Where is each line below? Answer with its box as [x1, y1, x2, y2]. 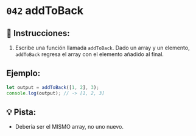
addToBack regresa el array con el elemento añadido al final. [15, 51, 164, 58]
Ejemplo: [6, 68, 41, 79]
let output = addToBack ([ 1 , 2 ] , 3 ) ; [6, 84, 99, 90]
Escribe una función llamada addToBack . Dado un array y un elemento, [15, 44, 190, 51]
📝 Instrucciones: [6, 28, 70, 38]
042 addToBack [6, 4, 84, 18]
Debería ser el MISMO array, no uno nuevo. [15, 123, 124, 131]
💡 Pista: [6, 107, 37, 117]
